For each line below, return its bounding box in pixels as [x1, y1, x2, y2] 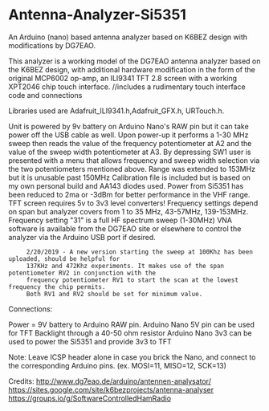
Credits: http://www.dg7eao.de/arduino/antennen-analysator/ [8, 376, 211, 386]
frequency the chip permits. [8, 283, 106, 291]
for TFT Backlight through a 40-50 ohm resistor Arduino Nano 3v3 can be [8, 328, 252, 338]
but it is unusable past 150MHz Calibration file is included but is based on [8, 173, 251, 182]
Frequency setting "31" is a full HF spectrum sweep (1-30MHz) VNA [8, 215, 233, 225]
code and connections [8, 90, 83, 100]
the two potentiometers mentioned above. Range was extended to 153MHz [8, 164, 255, 173]
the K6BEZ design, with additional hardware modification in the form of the [8, 64, 255, 74]
